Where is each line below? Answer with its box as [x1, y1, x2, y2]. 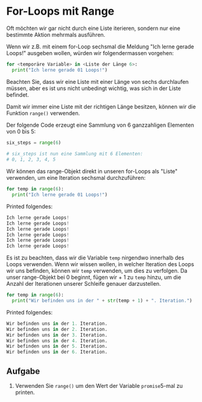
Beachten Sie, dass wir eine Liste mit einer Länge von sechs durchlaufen [6, 78, 189, 85]
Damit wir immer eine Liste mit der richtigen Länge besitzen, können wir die [6, 103, 197, 110]
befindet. [6, 91, 29, 99]
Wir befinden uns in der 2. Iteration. [6, 326, 108, 332]
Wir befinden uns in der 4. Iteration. [6, 338, 108, 344]
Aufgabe [6, 366, 40, 376]
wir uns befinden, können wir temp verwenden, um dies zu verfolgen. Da [6, 267, 188, 275]
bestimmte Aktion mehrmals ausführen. [6, 31, 106, 38]
